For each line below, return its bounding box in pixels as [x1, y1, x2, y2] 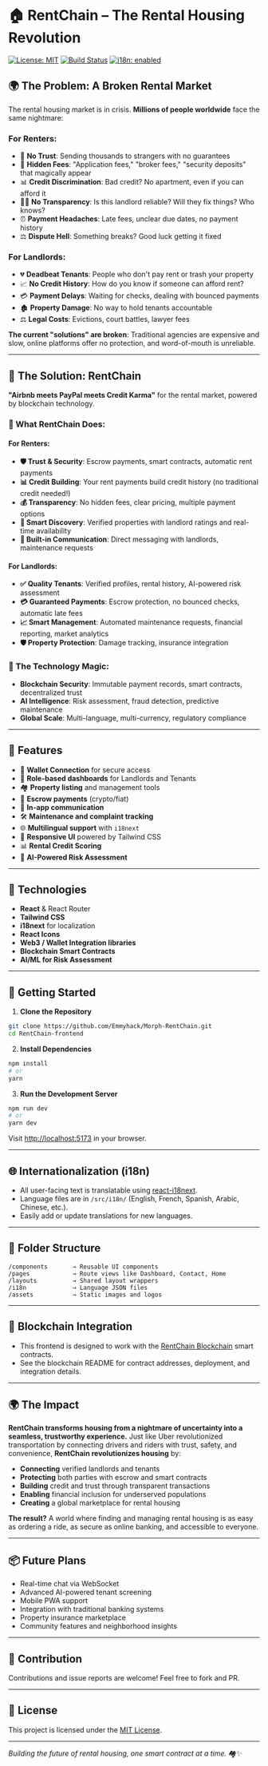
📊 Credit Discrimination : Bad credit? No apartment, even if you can [19, 177, 244, 187]
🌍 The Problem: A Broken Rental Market [8, 79, 212, 93]
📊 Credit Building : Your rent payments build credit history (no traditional [19, 477, 259, 487]
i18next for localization [19, 921, 96, 931]
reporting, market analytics [19, 629, 109, 639]
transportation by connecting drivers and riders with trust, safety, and [8, 1440, 238, 1450]
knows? [19, 205, 45, 216]
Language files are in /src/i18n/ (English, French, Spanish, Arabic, [19, 1194, 239, 1204]
